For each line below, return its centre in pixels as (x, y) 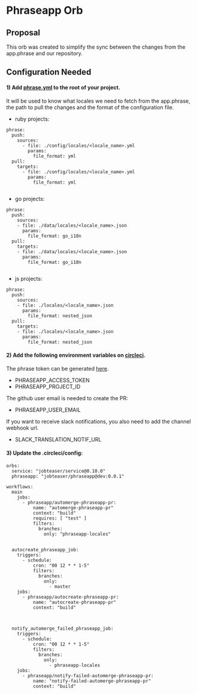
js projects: (28, 278)
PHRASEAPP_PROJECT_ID (48, 386)
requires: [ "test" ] (60, 518)
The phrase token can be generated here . (57, 368)
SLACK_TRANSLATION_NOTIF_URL (58, 439)
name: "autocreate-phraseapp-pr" (75, 602)
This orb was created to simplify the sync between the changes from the (96, 47)
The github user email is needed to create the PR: (67, 398)
